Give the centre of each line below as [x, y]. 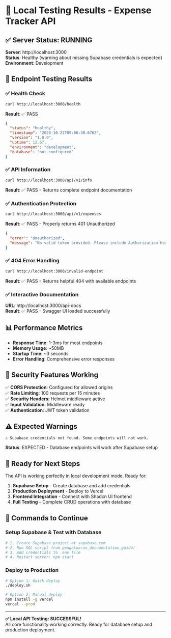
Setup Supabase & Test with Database [53, 533]
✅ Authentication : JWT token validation [48, 410]
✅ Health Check [25, 94]
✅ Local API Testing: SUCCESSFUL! [44, 619]
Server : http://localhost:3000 [36, 52]
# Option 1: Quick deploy [33, 581]
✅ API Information [28, 170]
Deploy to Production [32, 570]
